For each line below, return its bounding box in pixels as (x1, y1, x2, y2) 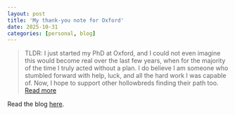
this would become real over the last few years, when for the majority (24, 57, 226, 65)
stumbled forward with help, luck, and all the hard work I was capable (24, 72, 227, 80)
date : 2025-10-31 (7, 23, 58, 30)
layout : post (7, 10, 46, 18)
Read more (24, 86, 57, 95)
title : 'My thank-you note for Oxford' (7, 17, 125, 24)
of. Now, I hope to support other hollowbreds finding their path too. (24, 79, 219, 88)
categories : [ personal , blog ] (7, 29, 96, 37)
